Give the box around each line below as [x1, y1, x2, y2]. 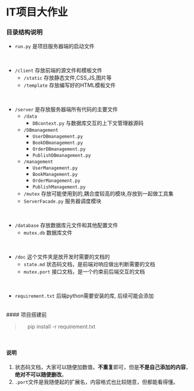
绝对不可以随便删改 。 [14, 371, 67, 378]
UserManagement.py [32, 165, 78, 171]
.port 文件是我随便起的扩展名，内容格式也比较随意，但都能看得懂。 [14, 378, 179, 385]
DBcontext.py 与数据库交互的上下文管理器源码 [32, 119, 144, 127]
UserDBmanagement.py [32, 134, 83, 140]
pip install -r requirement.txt [27, 323, 96, 330]
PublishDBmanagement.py [32, 153, 91, 159]
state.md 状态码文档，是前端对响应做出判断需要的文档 [23, 261, 156, 268]
